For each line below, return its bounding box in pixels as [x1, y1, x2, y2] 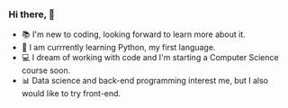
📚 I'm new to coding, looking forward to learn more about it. [21, 29, 247, 40]
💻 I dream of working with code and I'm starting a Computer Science [21, 52, 280, 63]
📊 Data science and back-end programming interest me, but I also [21, 76, 269, 86]
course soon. [21, 65, 71, 76]
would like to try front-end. [21, 88, 121, 99]
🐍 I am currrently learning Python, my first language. [21, 42, 216, 53]
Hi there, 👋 [8, 8, 56, 21]
